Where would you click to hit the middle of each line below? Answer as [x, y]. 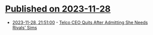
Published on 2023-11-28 [58, 9]
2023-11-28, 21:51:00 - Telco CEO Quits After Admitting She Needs [80, 22]
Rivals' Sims [24, 27]
